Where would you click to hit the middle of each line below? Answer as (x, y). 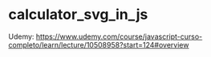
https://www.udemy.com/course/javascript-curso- (119, 36)
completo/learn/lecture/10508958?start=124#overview (99, 44)
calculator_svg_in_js (78, 15)
